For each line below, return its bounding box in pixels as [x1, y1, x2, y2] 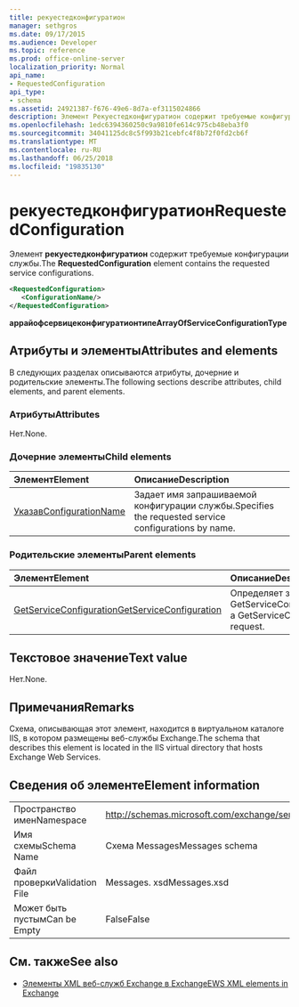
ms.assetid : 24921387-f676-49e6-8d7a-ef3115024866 [9, 104, 201, 113]
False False [105, 914, 150, 926]
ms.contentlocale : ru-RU [9, 145, 101, 154]
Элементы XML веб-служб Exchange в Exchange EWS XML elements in [21, 978, 289, 988]
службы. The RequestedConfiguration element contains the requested [9, 258, 270, 269]
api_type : [9, 87, 46, 96]
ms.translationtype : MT [9, 137, 98, 146]
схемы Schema [13, 840, 77, 852]
